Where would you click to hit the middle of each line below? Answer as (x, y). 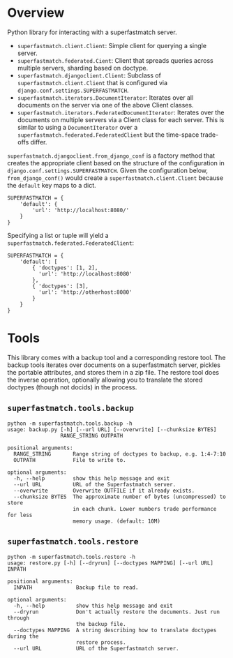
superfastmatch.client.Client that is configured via (92, 82)
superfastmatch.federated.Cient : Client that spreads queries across (115, 60)
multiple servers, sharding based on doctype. (83, 68)
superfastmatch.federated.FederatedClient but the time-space (108, 135)
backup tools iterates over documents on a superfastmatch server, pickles (114, 365)
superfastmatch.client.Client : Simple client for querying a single (112, 45)
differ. (39, 142)
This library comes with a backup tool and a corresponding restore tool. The (116, 357)
